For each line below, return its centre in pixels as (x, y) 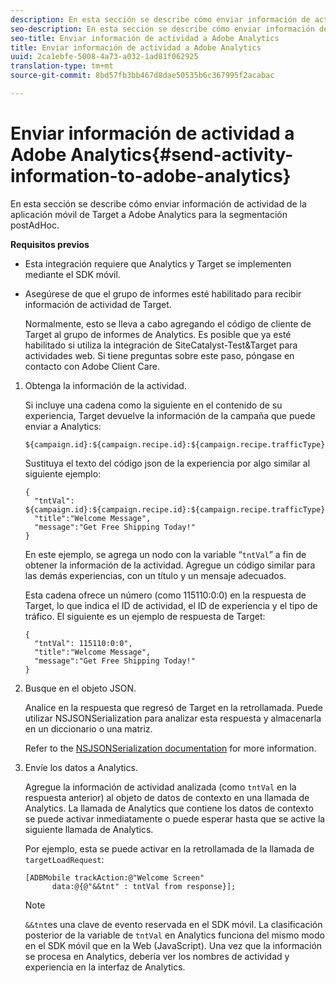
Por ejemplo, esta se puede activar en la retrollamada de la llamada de (169, 848)
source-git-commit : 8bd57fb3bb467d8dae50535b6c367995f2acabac (142, 76)
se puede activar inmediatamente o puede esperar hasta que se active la (175, 818)
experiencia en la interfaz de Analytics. (105, 967)
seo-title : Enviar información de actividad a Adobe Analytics (145, 38)
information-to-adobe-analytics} (151, 176)
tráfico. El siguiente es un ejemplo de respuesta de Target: (145, 616)
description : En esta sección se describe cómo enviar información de (160, 19)
